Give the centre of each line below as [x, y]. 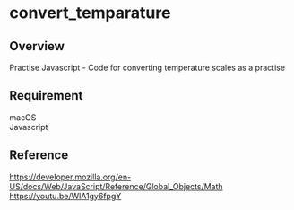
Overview [37, 46]
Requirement [46, 96]
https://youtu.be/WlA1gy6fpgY [65, 196]
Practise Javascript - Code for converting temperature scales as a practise [147, 67]
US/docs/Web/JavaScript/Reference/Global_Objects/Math [116, 186]
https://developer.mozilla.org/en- [70, 177]
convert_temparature [90, 13]
